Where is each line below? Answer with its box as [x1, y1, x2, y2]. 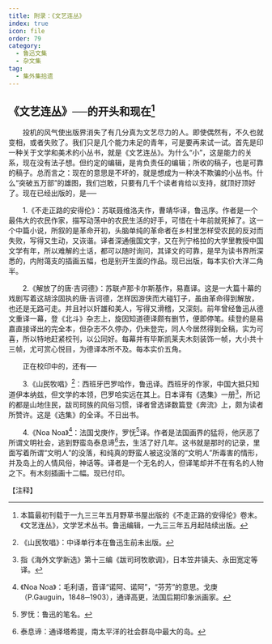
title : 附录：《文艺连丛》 [8, 11, 86, 20]
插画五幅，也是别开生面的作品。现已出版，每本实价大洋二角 [64, 256, 264, 266]
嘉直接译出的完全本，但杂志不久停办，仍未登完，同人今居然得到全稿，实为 [8, 324, 257, 334]
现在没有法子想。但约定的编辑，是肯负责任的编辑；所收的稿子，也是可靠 [22, 158, 264, 168]
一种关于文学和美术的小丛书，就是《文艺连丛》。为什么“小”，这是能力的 [8, 147, 245, 158]
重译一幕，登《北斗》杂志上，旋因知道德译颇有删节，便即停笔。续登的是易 [15, 313, 264, 324]
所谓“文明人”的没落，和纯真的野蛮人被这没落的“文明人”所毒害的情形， [29, 448, 262, 458]
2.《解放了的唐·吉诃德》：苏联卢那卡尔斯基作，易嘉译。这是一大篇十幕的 [22, 284, 261, 293]
